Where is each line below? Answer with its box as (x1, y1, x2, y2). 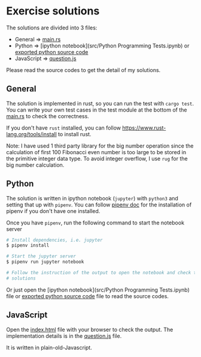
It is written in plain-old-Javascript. (6, 344, 93, 351)
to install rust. (57, 130, 92, 137)
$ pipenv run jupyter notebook (6, 259, 84, 265)
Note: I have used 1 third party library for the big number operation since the (6, 142, 194, 149)
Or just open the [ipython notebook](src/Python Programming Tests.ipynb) (6, 286, 190, 293)
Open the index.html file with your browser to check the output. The (6, 326, 173, 333)
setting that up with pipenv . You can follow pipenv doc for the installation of (6, 201, 192, 208)
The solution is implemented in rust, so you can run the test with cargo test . (6, 100, 194, 107)
